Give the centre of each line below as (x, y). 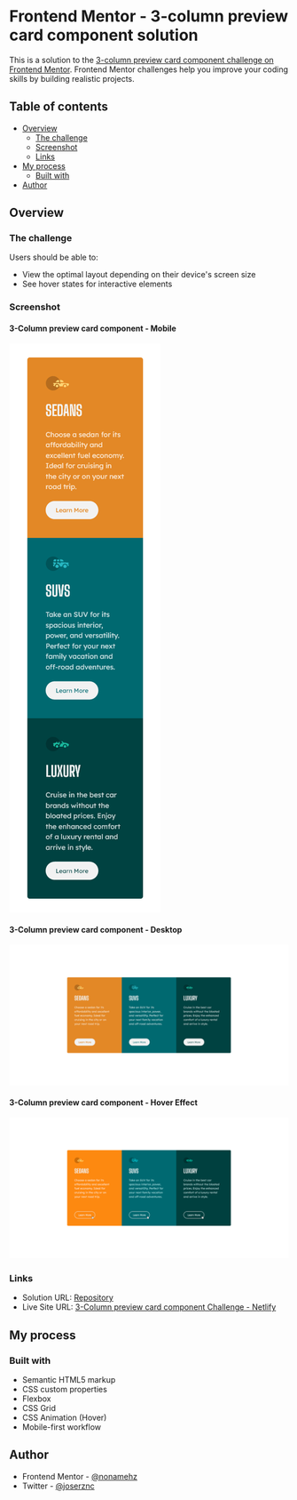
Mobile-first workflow (62, 1427)
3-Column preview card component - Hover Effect (103, 1103)
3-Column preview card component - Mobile (93, 328)
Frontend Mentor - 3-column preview (149, 16)
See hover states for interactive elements (97, 284)
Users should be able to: (54, 257)
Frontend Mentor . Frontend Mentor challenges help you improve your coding (149, 69)
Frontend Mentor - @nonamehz (80, 1476)
